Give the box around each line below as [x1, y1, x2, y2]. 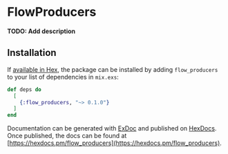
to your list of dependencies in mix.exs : [7, 73, 119, 81]
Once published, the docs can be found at [7, 132, 127, 140]
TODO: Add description [7, 27, 76, 35]
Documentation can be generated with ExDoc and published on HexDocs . [7, 124, 217, 133]
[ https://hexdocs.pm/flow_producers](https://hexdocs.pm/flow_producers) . [7, 139, 222, 147]
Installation [7, 47, 57, 59]
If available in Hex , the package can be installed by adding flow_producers [7, 65, 218, 73]
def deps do [7, 86, 41, 93]
